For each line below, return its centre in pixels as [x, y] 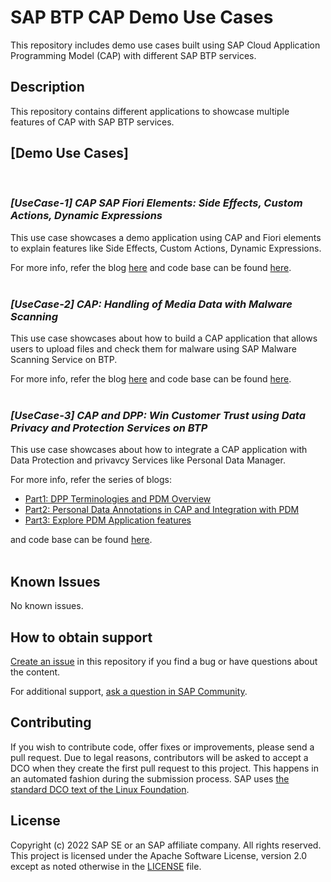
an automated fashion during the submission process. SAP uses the [150, 778]
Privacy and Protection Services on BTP [109, 428]
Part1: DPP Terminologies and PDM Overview [118, 499]
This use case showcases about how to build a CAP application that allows [164, 338]
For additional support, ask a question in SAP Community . [129, 692]
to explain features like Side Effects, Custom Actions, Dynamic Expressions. [166, 248]
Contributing [51, 722]
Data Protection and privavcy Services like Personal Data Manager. [148, 460]
